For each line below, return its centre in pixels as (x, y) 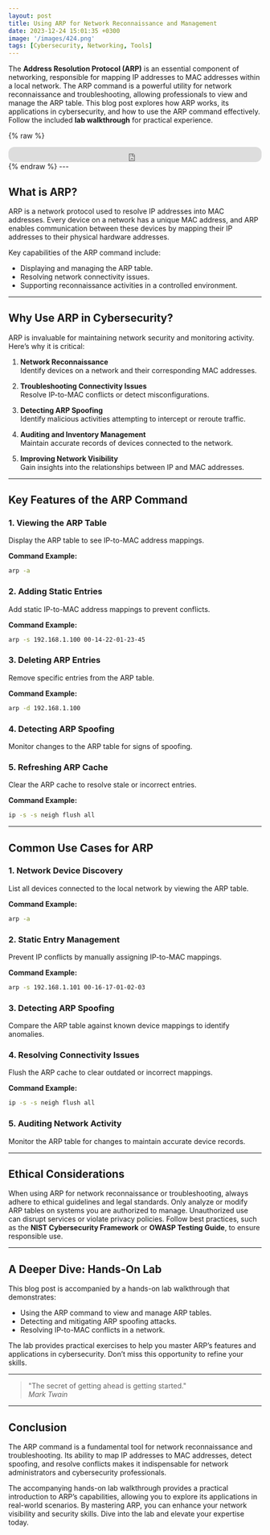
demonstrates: (32, 1297)
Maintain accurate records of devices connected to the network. (127, 443)
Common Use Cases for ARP (81, 848)
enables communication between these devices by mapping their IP (121, 228)
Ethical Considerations (66, 1174)
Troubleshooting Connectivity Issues (83, 386)
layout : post (30, 16)
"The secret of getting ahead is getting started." (107, 1386)
